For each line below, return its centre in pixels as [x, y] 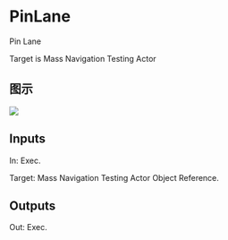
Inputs [28, 139]
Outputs [33, 206]
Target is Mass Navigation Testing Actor [83, 58]
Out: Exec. [28, 227]
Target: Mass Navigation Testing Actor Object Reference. [114, 177]
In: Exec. [25, 160]
